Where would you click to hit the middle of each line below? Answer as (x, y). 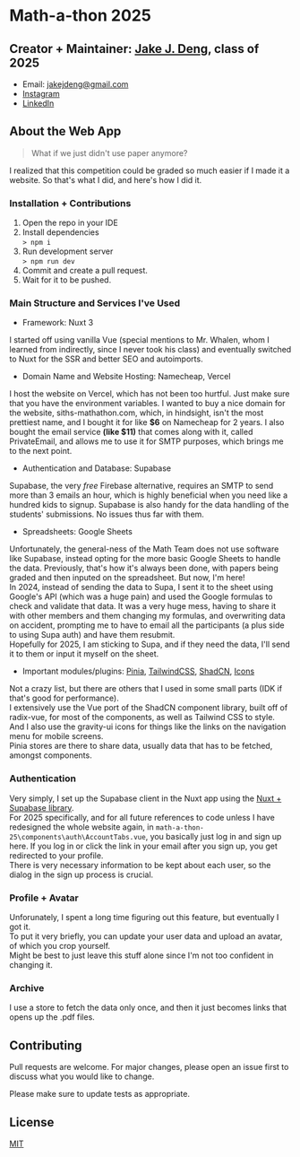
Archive (27, 987)
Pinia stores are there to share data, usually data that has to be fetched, (141, 746)
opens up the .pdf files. (52, 1017)
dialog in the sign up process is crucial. (81, 874)
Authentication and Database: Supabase (97, 468)
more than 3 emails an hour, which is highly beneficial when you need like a (149, 495)
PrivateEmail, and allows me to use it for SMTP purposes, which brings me (146, 441)
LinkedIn (38, 103)
